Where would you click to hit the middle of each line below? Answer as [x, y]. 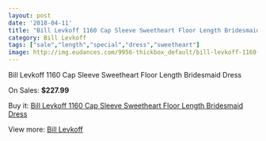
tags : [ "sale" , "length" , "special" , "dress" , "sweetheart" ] [104, 45]
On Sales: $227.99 [39, 90]
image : [19, 52]
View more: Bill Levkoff [46, 129]
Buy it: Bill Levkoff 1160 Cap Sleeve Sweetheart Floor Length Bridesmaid [126, 105]
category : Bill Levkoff [47, 38]
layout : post [30, 15]
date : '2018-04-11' [40, 23]
